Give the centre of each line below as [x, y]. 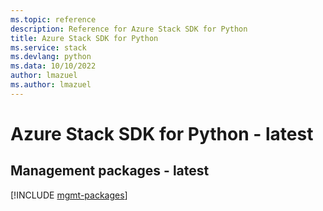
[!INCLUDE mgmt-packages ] [69, 195]
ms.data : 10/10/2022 [53, 66]
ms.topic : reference [53, 19]
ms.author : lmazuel [51, 85]
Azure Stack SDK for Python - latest [162, 133]
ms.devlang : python [51, 57]
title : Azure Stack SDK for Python [84, 38]
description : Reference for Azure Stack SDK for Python [129, 29]
